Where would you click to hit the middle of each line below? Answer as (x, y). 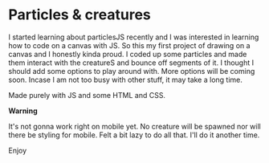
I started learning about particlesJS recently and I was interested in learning (134, 37)
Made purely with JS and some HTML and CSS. (87, 95)
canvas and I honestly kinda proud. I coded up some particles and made (128, 54)
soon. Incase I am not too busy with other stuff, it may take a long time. (126, 79)
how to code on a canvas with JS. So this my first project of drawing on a (129, 45)
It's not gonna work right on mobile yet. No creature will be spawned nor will (134, 126)
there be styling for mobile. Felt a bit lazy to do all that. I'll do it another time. (134, 135)
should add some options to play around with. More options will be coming (132, 71)
